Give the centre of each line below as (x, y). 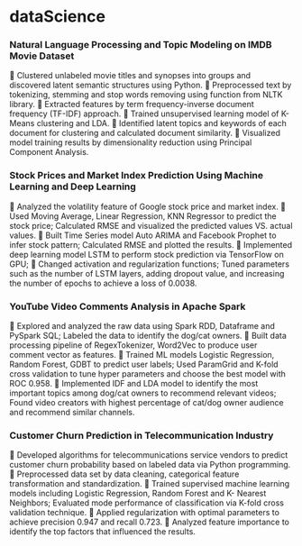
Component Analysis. (49, 152)
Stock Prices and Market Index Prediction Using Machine (137, 176)
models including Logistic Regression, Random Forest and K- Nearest (138, 494)
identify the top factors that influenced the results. (103, 532)
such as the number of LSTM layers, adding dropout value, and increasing (147, 273)
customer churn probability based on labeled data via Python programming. (150, 465)
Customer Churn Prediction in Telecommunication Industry (142, 436)
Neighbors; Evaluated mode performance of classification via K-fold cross (146, 503)
